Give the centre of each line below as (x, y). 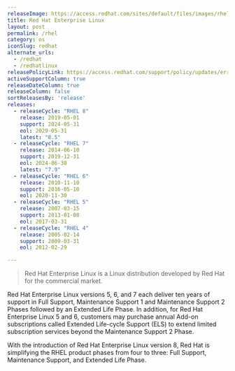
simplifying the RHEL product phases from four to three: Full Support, (107, 353)
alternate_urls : (31, 53)
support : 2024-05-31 (50, 124)
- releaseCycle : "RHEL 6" (51, 176)
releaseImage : (28, 14)
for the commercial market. (63, 281)
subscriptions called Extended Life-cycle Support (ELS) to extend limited (112, 324)
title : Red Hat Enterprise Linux (56, 20)
